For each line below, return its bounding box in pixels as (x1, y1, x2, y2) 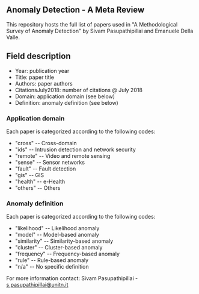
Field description (6, 51, 71, 61)
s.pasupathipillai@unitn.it (6, 281, 69, 289)
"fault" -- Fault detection (14, 165, 76, 172)
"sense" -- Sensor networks (14, 158, 85, 166)
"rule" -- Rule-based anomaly (14, 257, 89, 264)
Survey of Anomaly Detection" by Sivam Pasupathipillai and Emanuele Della (6, 27, 194, 34)
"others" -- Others (14, 184, 61, 192)
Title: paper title (14, 73, 54, 81)
